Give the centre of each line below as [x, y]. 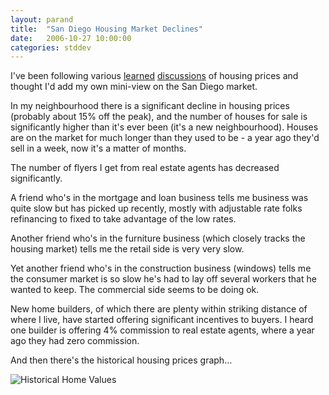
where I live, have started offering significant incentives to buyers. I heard [162, 320]
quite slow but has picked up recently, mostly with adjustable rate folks [156, 208]
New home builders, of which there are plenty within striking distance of [159, 309]
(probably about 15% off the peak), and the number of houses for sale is [159, 117]
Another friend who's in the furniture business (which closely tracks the [158, 238]
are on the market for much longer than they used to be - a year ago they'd [165, 138]
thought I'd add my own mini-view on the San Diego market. [134, 87]
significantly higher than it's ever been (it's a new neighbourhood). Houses [164, 127]
